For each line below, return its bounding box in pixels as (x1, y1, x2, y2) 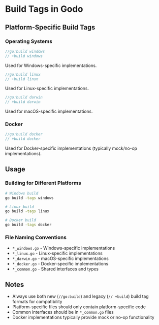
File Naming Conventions (5, 234, 67, 241)
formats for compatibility (12, 299, 63, 305)
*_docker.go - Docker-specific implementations (12, 261, 109, 267)
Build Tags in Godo (5, 3, 83, 15)
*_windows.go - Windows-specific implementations (12, 245, 115, 251)
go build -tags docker (5, 223, 52, 227)
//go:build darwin (5, 95, 43, 100)
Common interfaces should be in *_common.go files (12, 309, 114, 315)
